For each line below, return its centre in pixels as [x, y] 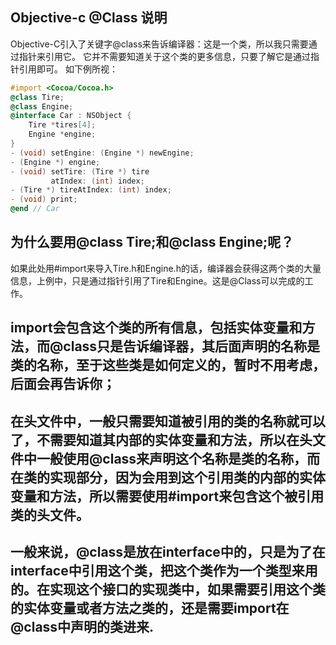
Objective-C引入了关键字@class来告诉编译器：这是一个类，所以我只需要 [159, 44]
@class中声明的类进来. [82, 627]
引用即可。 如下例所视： [68, 69]
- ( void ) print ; [44, 199]
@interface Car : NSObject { [71, 116]
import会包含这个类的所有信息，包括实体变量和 [156, 328]
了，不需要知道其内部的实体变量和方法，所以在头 [161, 439]
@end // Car [35, 209]
